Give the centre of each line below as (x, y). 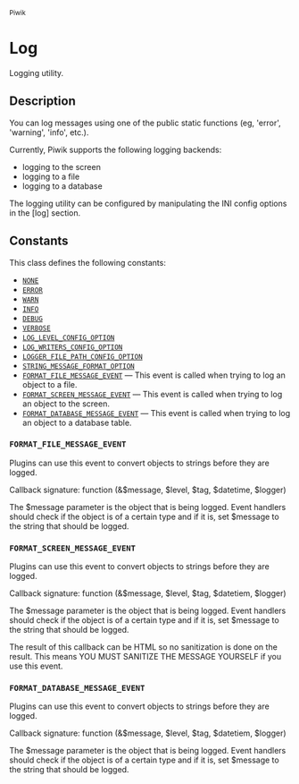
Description (42, 102)
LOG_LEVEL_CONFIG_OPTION (68, 337)
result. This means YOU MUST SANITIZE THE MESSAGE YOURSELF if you (145, 657)
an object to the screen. (66, 404)
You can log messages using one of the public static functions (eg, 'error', (145, 123)
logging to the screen (61, 166)
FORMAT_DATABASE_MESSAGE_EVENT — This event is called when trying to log (156, 413)
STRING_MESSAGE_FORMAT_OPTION (79, 366)
